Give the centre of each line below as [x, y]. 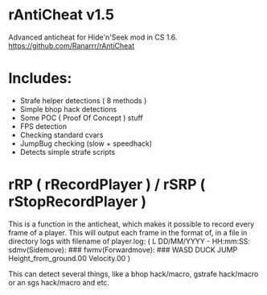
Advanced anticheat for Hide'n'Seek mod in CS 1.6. [93, 37]
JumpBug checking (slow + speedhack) [86, 143]
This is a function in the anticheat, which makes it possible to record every [131, 224]
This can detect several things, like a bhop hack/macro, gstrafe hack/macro [133, 274]
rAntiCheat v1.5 [62, 15]
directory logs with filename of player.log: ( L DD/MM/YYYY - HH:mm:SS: [129, 241]
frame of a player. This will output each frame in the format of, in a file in [128, 232]
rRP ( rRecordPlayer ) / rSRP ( [107, 185]
